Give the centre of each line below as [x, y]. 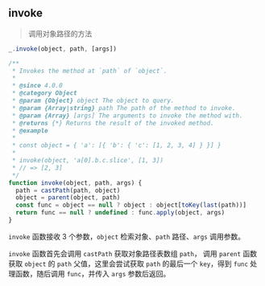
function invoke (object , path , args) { [75, 183]
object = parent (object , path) [68, 198]
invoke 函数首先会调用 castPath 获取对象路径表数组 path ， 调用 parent [125, 253]
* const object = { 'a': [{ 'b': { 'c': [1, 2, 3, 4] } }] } [116, 145]
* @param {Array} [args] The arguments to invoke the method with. [127, 116]
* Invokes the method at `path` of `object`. [89, 71]
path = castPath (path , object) [68, 190]
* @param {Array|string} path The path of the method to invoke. [124, 108]
